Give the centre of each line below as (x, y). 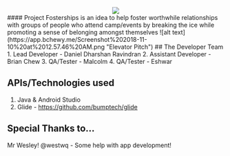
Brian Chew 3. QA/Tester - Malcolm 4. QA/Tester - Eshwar (90, 62)
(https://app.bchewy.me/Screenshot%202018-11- (77, 40)
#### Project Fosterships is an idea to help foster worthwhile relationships (113, 18)
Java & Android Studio (49, 100)
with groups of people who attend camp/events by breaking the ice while (111, 25)
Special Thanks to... (51, 129)
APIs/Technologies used (61, 83)
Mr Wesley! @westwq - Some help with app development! (90, 145)
